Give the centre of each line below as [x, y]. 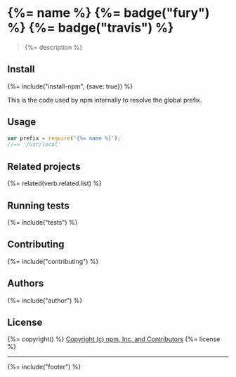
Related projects [44, 166]
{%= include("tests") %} [42, 222]
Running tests [39, 205]
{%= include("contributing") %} [53, 261]
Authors [26, 283]
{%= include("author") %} [45, 300]
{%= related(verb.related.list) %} [54, 183]
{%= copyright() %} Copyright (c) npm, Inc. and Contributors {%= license [114, 339]
